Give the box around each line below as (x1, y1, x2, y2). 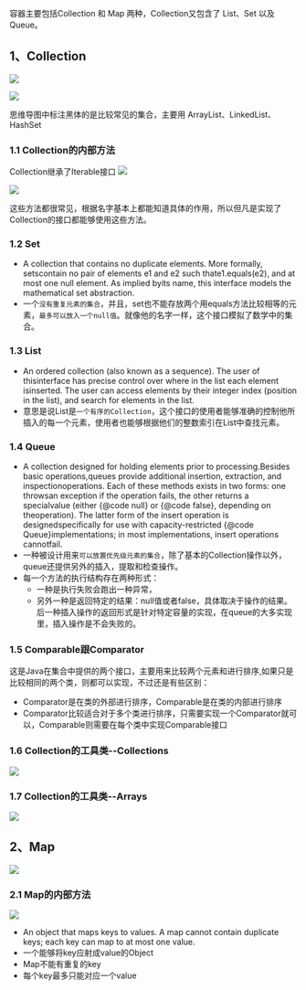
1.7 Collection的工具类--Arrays (9, 790, 148, 803)
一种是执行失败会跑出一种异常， (36, 584, 157, 594)
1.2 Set (9, 238, 41, 250)
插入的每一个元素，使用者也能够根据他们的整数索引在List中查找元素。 (22, 417, 285, 428)
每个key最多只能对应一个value (22, 970, 137, 981)
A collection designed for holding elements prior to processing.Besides (22, 461, 290, 472)
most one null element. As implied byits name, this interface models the (22, 278, 292, 289)
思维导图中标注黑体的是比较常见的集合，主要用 (9, 109, 185, 120)
